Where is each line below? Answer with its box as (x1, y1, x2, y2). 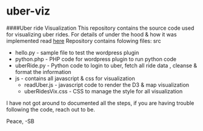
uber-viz (6, 4, 50, 18)
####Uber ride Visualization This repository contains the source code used (6, 24, 195, 32)
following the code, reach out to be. (6, 106, 95, 113)
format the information (15, 68, 72, 75)
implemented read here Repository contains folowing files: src (6, 37, 162, 44)
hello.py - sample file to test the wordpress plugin (15, 49, 139, 56)
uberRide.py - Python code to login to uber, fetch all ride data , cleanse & (15, 62, 198, 69)
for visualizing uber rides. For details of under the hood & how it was (6, 30, 177, 38)
